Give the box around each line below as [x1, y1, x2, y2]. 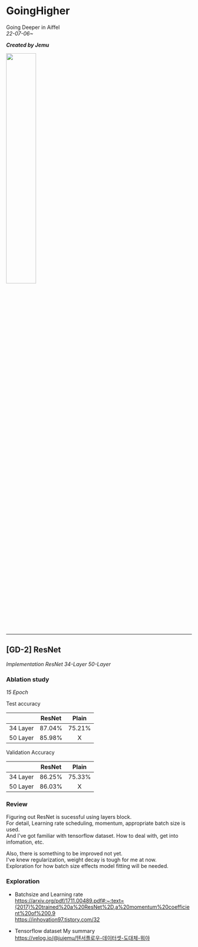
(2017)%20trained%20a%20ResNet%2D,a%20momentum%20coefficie [14, 903, 190, 910]
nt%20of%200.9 [14, 909, 56, 916]
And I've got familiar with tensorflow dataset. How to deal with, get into [6, 832, 179, 840]
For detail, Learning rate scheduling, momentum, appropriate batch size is [6, 819, 186, 827]
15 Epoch [6, 689, 28, 696]
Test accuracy [6, 700, 41, 707]
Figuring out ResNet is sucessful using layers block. [6, 814, 132, 821]
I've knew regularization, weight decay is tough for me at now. [6, 856, 157, 863]
